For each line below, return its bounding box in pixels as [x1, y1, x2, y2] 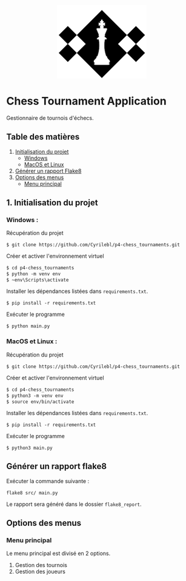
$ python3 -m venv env [6, 392, 64, 399]
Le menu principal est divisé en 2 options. [6, 550, 111, 557]
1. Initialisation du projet [6, 198, 98, 208]
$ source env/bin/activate [6, 398, 75, 405]
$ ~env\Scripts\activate [6, 277, 69, 283]
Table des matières [6, 132, 80, 142]
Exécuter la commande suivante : [6, 477, 90, 485]
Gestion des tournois [15, 562, 68, 569]
